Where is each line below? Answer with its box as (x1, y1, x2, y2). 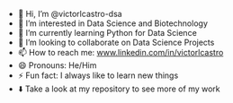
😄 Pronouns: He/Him (17, 60, 97, 71)
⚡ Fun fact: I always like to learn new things (17, 70, 179, 81)
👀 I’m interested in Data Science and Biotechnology (17, 18, 209, 29)
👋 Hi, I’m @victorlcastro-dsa (17, 9, 123, 19)
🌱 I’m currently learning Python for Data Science (17, 28, 198, 38)
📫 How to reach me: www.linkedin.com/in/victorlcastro (17, 47, 224, 57)
